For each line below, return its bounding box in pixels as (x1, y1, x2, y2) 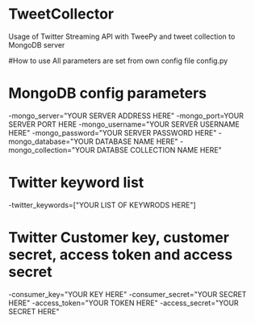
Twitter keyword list (8, 174, 144, 192)
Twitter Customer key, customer (8, 229, 230, 246)
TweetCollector (8, 5, 115, 23)
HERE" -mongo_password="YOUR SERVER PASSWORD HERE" (8, 128, 217, 137)
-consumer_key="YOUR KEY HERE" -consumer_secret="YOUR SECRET (8, 289, 247, 299)
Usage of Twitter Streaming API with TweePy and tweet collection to (8, 31, 236, 41)
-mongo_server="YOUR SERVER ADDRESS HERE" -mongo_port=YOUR (8, 111, 245, 120)
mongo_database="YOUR (8, 136, 94, 146)
